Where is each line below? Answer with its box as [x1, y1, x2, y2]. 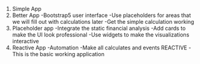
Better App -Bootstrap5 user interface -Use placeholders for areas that [12, 12, 191, 19]
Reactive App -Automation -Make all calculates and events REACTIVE [12, 44, 188, 51]
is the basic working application [24, 51, 105, 57]
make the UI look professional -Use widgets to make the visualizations [12, 31, 190, 38]
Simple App [12, 5, 42, 12]
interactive [12, 38, 39, 44]
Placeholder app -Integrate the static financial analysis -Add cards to [12, 24, 186, 32]
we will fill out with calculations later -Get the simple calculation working [12, 18, 194, 25]
